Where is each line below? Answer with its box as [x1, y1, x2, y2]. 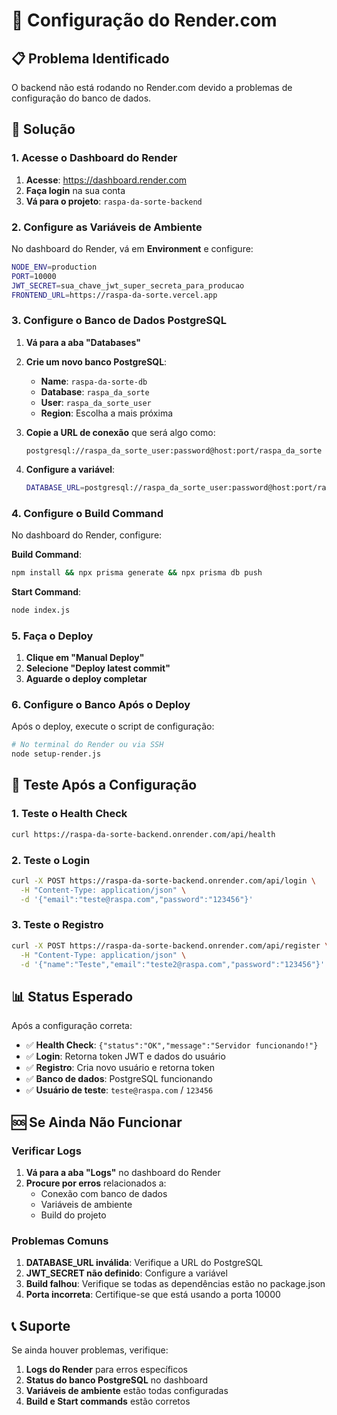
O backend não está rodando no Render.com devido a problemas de [11, 82, 293, 93]
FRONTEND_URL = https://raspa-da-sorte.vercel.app [11, 290, 218, 300]
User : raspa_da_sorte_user [40, 396, 152, 408]
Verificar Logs [11, 1144, 82, 1158]
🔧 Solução [11, 121, 76, 138]
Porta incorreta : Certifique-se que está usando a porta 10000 [25, 1289, 281, 1301]
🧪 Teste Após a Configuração [11, 777, 198, 794]
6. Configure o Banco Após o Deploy [11, 697, 191, 711]
